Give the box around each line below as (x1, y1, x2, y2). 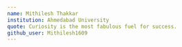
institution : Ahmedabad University (7, 17, 110, 23)
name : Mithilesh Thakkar (7, 10, 79, 17)
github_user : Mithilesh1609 (7, 29, 88, 37)
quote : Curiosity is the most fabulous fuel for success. (7, 23, 177, 30)
